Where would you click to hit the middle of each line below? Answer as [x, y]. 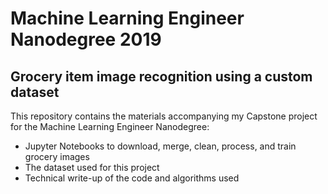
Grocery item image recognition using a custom [161, 76]
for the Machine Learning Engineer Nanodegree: [110, 126]
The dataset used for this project [92, 167]
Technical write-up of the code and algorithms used [132, 178]
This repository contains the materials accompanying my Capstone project [164, 116]
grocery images [57, 156]
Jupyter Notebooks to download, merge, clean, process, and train [160, 146]
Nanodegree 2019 [86, 39]
